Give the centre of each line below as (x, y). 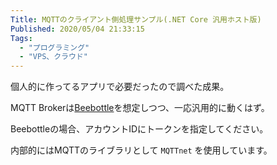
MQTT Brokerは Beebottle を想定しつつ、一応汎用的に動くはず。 (140, 108)
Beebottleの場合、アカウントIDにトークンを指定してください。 (139, 129)
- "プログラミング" (54, 47)
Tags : (21, 38)
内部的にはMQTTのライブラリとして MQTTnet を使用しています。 (141, 150)
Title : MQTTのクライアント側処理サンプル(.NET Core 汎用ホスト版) (136, 19)
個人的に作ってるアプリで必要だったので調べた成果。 (120, 87)
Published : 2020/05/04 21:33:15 (77, 29)
